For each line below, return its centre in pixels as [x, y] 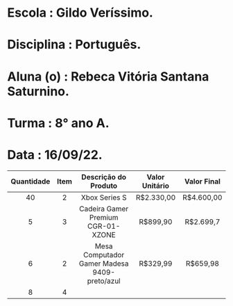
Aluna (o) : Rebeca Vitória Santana [108, 76]
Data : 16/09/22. [55, 155]
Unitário [156, 186]
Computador [104, 255]
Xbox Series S [104, 198]
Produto [104, 186]
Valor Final [202, 181]
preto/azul [104, 281]
